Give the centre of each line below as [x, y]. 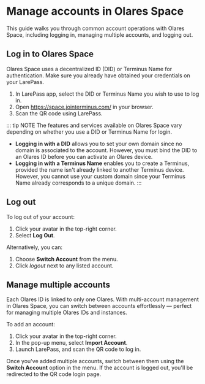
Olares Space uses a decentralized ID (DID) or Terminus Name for [89, 69]
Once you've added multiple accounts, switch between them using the [95, 361]
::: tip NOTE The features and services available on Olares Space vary [94, 125]
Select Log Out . [35, 235]
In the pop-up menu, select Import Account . [71, 343]
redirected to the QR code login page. [54, 374]
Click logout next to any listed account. [64, 266]
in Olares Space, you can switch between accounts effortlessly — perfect [99, 306]
